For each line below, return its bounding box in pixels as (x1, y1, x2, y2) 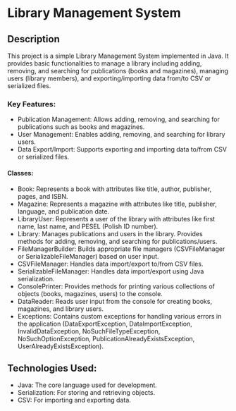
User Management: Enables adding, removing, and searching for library (17, 130, 225, 139)
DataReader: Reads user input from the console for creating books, (17, 297, 213, 305)
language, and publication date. (17, 207, 110, 216)
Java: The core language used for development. (17, 381, 157, 389)
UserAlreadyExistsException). (17, 342, 104, 350)
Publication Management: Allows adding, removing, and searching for (17, 115, 220, 124)
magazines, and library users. (17, 305, 104, 313)
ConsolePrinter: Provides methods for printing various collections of (17, 282, 215, 290)
